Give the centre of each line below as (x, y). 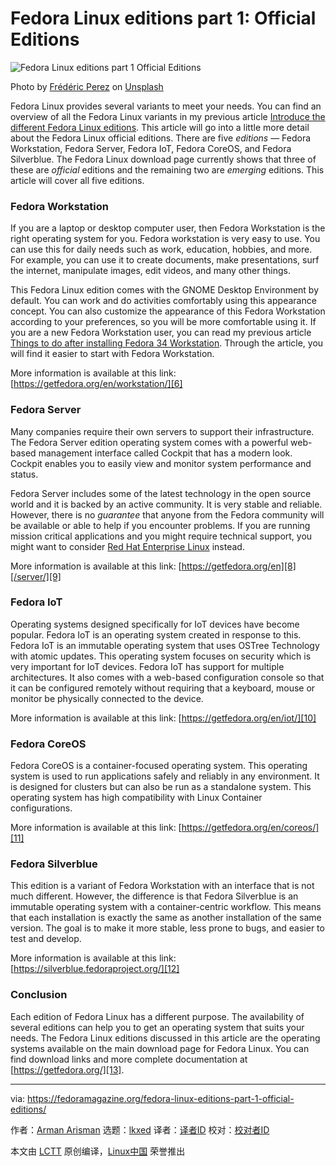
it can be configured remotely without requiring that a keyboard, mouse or (163, 688)
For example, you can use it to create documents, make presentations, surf (165, 260)
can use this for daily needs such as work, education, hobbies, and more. (161, 249)
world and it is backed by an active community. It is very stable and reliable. (166, 504)
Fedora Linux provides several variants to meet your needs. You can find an (166, 106)
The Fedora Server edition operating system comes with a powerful (149, 442)
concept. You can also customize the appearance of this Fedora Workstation (168, 311)
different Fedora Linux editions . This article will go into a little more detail (160, 127)
